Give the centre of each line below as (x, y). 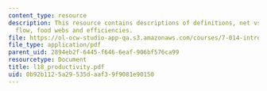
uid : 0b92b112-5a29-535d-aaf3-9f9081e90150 (81, 74)
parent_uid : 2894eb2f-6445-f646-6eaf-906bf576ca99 (94, 52)
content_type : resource (48, 15)
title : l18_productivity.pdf (56, 67)
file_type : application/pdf (55, 45)
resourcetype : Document (48, 60)
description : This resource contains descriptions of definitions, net (129, 23)
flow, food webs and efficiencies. (74, 30)
